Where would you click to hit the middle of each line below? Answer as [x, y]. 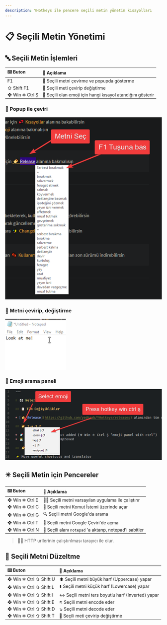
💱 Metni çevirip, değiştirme [39, 311]
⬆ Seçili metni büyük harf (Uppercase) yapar [105, 579]
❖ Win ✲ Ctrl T [23, 523]
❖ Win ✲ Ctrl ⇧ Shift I [30, 595]
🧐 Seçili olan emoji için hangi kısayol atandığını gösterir [98, 95]
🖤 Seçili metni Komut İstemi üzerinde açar [85, 507]
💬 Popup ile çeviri [27, 109]
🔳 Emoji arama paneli [31, 381]
